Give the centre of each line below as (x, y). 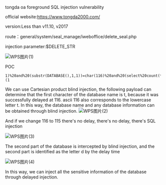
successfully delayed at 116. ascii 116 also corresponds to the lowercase (78, 100)
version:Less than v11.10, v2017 (37, 26)
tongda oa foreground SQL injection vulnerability (55, 7)
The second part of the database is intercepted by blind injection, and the (80, 146)
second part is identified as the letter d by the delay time (62, 152)
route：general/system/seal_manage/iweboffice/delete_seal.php (71, 36)
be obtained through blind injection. (41, 111)
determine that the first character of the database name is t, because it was (82, 94)
